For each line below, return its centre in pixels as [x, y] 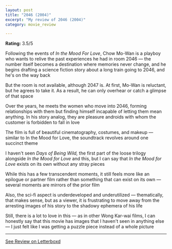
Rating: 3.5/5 [19, 44]
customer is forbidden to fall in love [43, 122]
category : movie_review [31, 24]
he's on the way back [28, 75]
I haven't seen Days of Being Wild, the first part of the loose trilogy [76, 153]
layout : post [19, 10]
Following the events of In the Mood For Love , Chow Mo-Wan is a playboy [83, 53]
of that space [19, 96]
